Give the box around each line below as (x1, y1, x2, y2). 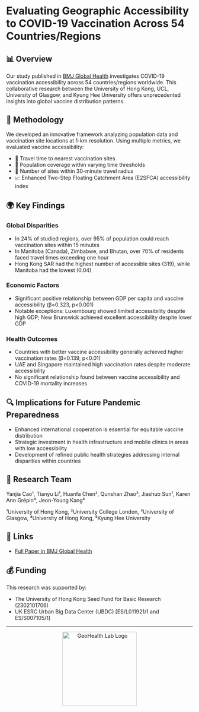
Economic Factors (6, 281, 59, 289)
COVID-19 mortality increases (14, 380, 88, 387)
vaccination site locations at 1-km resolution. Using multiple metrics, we (6, 137, 181, 144)
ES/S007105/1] (14, 615, 51, 622)
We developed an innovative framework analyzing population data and (6, 131, 178, 138)
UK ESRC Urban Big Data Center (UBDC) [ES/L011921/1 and (14, 608, 159, 615)
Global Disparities (6, 221, 59, 230)
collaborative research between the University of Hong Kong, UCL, (6, 85, 169, 92)
